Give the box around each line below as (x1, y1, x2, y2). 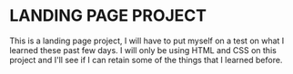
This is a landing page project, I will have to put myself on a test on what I (9, 35, 285, 46)
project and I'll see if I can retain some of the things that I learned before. (9, 54, 283, 65)
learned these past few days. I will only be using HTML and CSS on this (9, 44, 278, 55)
